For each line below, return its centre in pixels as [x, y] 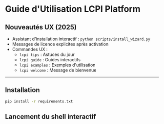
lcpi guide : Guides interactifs [50, 60]
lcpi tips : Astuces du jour [47, 54]
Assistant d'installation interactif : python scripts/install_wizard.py [81, 39]
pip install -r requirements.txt [39, 101]
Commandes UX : [30, 49]
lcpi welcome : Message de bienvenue [58, 70]
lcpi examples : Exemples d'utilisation [57, 65]
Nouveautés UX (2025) [41, 27]
